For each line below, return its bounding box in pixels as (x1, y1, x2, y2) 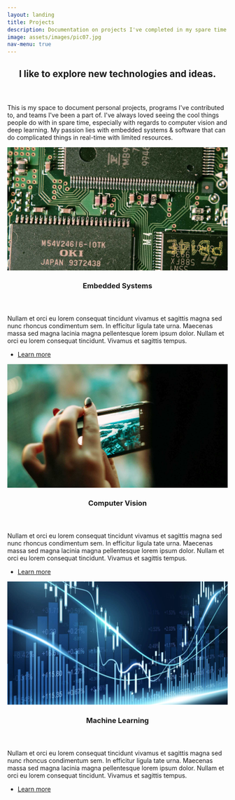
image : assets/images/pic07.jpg (7, 34, 101, 41)
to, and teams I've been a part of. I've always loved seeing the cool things (7, 111, 219, 119)
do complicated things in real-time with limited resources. (7, 133, 173, 142)
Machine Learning (86, 716, 149, 726)
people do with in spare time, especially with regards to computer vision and (7, 118, 227, 126)
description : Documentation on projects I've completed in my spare (7, 26, 211, 33)
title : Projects (7, 18, 55, 26)
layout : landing (7, 11, 55, 18)
